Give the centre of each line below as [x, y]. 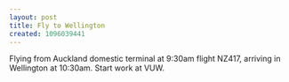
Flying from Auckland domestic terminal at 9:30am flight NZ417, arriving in [145, 59]
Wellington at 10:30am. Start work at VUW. [87, 68]
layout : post [33, 17]
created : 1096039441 [48, 34]
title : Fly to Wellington [57, 26]
